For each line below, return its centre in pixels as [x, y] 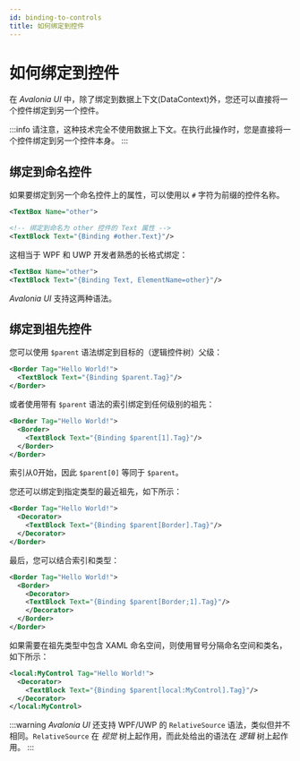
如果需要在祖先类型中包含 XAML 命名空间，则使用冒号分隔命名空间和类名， [148, 645]
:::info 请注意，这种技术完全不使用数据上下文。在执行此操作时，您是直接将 [146, 130]
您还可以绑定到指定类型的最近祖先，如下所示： [95, 492]
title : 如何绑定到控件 [47, 26]
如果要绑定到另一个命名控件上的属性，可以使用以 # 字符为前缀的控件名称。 [147, 195]
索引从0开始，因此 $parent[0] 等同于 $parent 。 [96, 473]
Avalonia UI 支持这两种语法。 [63, 298]
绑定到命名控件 [51, 171]
